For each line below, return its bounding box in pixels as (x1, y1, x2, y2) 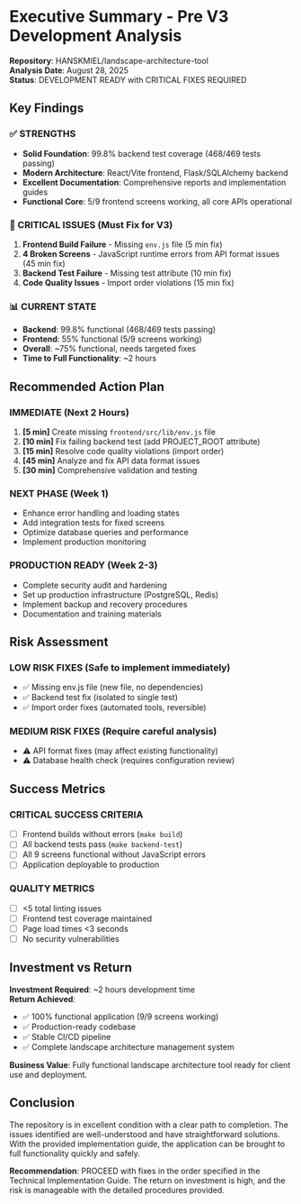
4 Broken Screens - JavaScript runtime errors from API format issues (22, 248, 280, 259)
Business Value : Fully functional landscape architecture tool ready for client (9, 1059, 291, 1070)
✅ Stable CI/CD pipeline (22, 1031, 111, 1042)
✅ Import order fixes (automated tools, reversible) (22, 702, 207, 713)
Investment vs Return (9, 960, 133, 975)
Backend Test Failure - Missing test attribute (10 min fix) (22, 268, 232, 278)
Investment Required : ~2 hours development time (9, 984, 196, 995)
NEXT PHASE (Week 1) (9, 487, 110, 499)
